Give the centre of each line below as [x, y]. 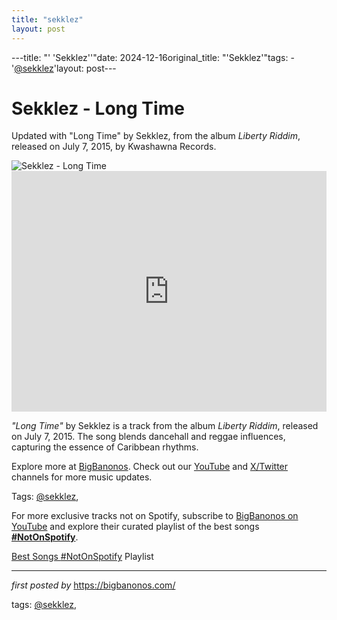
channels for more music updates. [82, 477]
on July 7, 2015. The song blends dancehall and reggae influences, [148, 437]
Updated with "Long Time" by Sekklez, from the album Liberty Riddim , [156, 136]
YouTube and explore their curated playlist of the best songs [135, 527]
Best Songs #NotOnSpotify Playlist [82, 557]
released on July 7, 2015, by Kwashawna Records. [114, 147]
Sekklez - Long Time [98, 108]
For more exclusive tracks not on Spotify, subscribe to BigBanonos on [155, 516]
